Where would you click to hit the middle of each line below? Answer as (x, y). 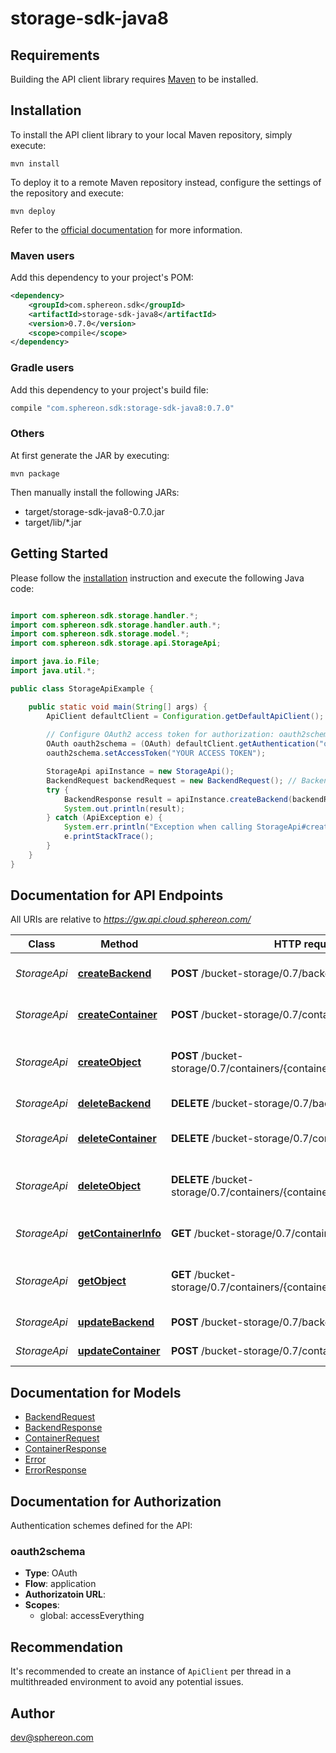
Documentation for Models (96, 1392)
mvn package (35, 473)
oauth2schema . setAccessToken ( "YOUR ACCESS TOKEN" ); (156, 753)
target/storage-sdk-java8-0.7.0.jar (94, 511)
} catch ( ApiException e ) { (104, 818)
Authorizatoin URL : (65, 1594)
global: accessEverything (92, 1616)
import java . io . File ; (55, 662)
